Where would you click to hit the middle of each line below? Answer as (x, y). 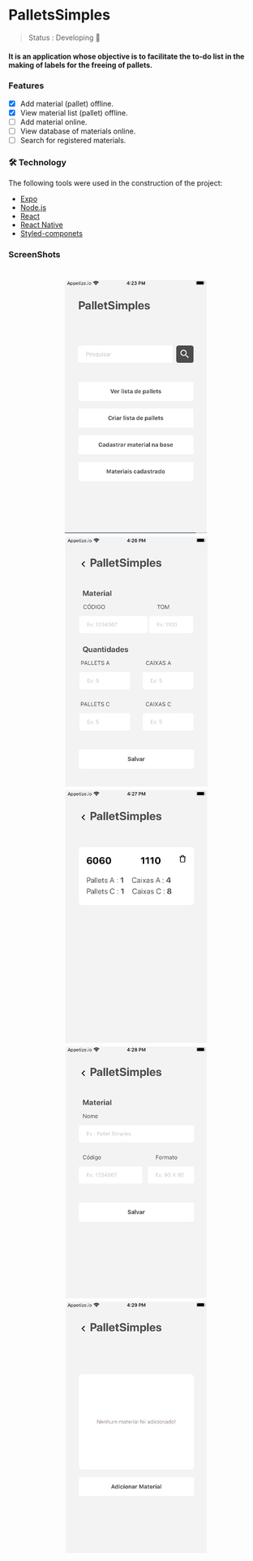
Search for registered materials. (73, 141)
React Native (41, 225)
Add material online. (54, 122)
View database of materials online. (78, 131)
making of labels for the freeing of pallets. (80, 65)
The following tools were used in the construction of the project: (116, 183)
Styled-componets (51, 234)
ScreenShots (34, 255)
